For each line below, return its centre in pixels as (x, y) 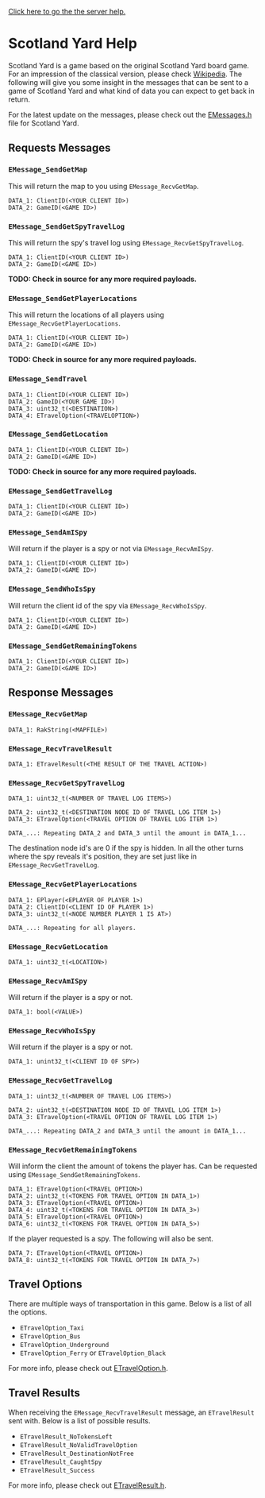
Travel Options (45, 1285)
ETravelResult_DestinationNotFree (77, 1454)
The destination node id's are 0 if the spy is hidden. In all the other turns (126, 848)
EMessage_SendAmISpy (48, 533)
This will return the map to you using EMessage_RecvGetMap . (104, 186)
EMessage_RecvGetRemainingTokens (73, 1150)
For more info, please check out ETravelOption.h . (88, 1368)
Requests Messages (60, 148)
